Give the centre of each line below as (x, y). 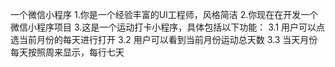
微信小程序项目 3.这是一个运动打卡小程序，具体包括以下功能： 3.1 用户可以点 (168, 27)
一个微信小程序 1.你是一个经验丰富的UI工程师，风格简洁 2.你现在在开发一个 (164, 14)
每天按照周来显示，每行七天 (67, 52)
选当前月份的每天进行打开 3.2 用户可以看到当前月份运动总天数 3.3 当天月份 (164, 39)
